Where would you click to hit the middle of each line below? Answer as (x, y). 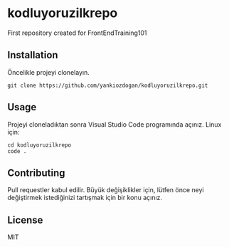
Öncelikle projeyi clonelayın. (49, 72)
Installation (33, 55)
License (25, 220)
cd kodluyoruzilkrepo (39, 145)
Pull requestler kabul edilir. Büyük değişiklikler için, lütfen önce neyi (106, 190)
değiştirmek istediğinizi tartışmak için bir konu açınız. (85, 198)
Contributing (36, 173)
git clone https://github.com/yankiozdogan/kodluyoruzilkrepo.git (108, 85)
